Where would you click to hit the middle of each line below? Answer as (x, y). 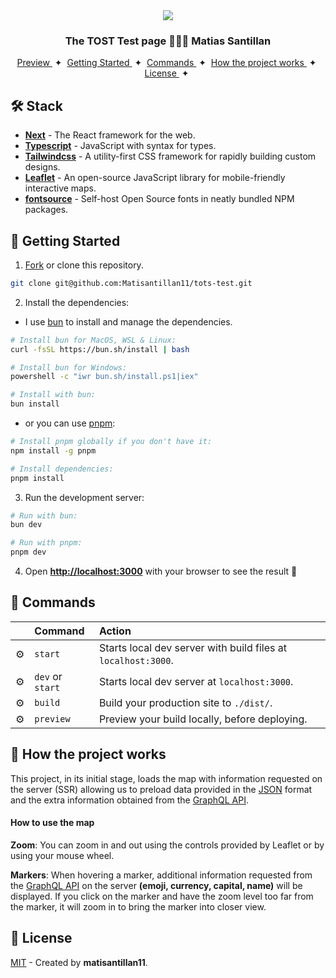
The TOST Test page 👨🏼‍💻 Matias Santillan (168, 41)
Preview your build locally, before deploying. (203, 719)
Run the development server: (84, 497)
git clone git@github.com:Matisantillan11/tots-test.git (131, 283)
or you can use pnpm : (70, 423)
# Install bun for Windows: (69, 367)
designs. (42, 167)
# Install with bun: (53, 395)
